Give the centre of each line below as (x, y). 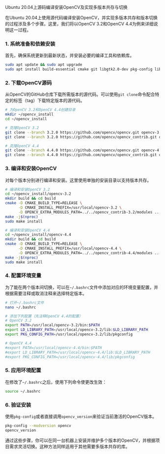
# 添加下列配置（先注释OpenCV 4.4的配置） (44, 316)
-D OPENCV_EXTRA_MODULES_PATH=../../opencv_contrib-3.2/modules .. (89, 212)
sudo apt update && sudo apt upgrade (44, 65)
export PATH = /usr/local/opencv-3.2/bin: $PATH (52, 325)
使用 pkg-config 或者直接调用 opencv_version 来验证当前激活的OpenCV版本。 (81, 416)
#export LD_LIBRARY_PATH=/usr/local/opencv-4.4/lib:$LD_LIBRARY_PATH (78, 352)
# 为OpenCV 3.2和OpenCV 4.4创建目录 (40, 110)
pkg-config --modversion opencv (38, 426)
